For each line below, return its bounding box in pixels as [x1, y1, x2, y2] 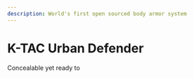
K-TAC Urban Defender [7, 40, 144, 56]
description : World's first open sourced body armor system [7, 10, 188, 17]
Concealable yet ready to [7, 64, 81, 72]
